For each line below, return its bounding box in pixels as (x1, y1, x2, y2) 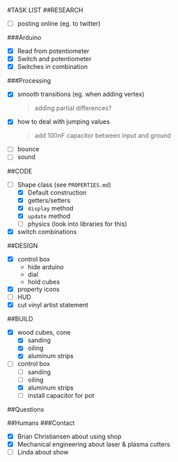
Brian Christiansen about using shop (17, 432, 122, 440)
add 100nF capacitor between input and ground (34, 132, 172, 140)
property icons (17, 285, 60, 293)
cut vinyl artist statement (17, 301, 89, 309)
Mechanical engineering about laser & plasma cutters (17, 440, 170, 448)
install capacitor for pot (27, 391, 95, 399)
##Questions (7, 405, 44, 413)
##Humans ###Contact (7, 418, 75, 427)
